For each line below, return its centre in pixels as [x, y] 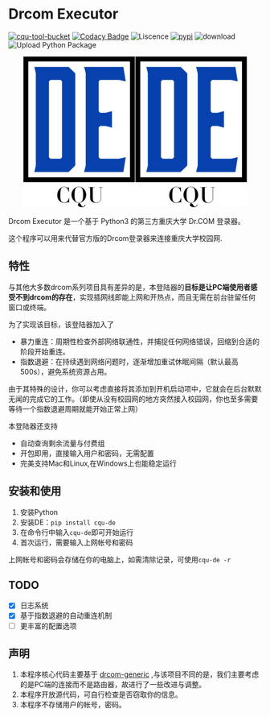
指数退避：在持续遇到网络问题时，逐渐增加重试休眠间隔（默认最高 [129, 361]
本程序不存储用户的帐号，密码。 [73, 705]
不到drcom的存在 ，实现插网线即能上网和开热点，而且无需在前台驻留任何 [135, 297]
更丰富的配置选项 [48, 626]
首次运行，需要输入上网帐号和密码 [76, 542]
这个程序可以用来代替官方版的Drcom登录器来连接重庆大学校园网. [115, 238]
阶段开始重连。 [45, 351]
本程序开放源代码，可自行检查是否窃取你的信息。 [101, 694]
